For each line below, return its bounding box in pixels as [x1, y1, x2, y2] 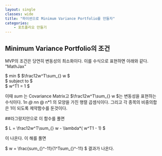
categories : [5, 20, 29, 26]
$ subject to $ [5, 78, 33, 84]
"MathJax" [5, 63, 27, 69]
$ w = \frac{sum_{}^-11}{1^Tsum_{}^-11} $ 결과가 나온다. [5, 145, 115, 151]
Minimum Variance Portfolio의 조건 [5, 44, 110, 52]
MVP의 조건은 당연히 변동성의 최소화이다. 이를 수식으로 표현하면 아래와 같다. [5, 58, 149, 63]
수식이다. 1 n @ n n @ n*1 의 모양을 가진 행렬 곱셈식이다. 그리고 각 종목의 [5, 99, 140, 105]
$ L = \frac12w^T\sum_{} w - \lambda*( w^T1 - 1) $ [5, 125, 105, 131]
